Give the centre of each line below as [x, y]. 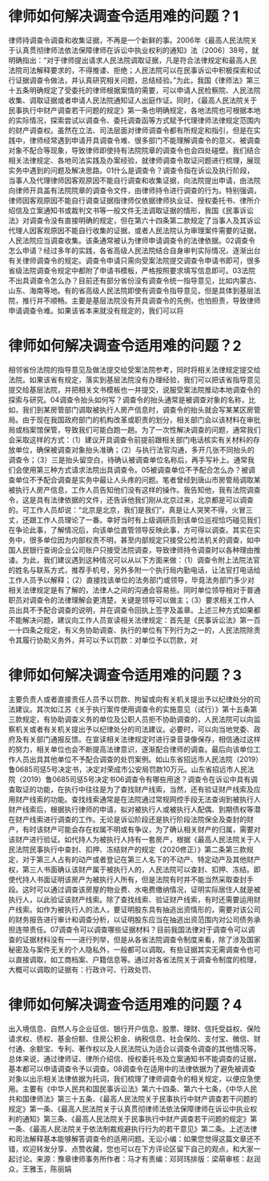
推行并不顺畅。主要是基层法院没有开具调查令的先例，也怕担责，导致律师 [141, 300]
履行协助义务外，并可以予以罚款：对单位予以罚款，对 [110, 640]
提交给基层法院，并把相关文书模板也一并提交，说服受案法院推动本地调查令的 [134, 389]
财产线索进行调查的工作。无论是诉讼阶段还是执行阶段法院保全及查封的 [130, 819]
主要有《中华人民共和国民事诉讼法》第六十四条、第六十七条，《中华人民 [140, 1088]
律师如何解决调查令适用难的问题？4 [125, 1005]
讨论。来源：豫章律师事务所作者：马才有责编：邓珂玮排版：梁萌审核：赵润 [138, 1159]
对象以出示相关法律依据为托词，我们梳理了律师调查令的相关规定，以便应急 [131, 1078]
